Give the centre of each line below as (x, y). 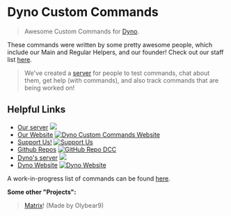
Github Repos (37, 149)
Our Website (35, 134)
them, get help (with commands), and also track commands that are (121, 80)
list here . (20, 59)
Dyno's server (37, 158)
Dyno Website (37, 165)
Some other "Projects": (42, 192)
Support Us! (34, 142)
